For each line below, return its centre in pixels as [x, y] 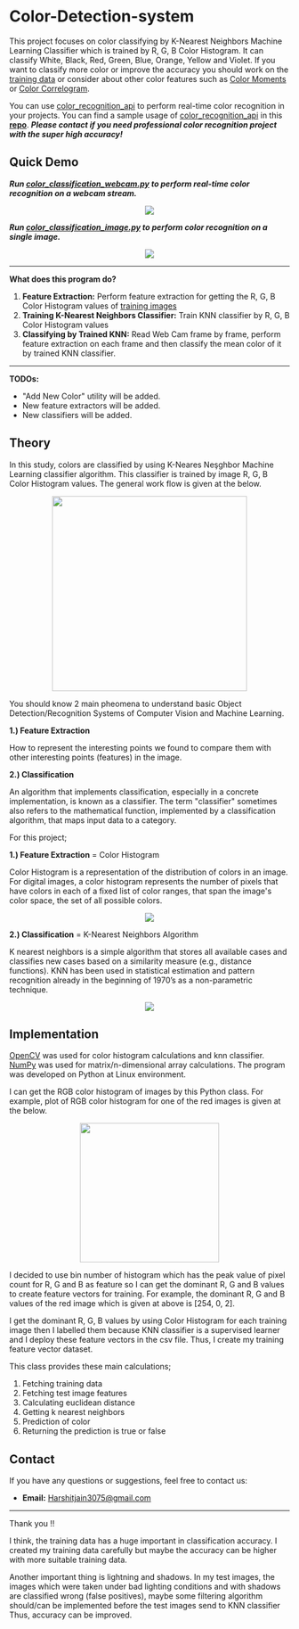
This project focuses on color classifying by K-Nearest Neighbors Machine [146, 41]
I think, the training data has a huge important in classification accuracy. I [143, 1541]
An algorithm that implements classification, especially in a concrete [134, 792]
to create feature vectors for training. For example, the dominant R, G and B [147, 1294]
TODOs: [24, 378]
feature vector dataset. [51, 1349]
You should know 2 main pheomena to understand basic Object [125, 703]
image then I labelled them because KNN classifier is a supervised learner [145, 1330]
